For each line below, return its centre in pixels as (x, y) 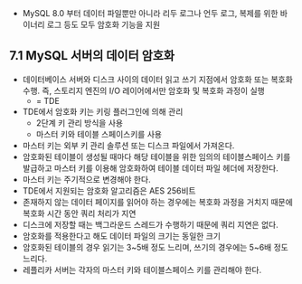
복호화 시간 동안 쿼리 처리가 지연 (79, 213)
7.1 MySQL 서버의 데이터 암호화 (92, 56)
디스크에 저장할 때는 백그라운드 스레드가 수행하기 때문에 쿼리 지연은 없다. (150, 224)
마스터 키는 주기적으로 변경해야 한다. (86, 179)
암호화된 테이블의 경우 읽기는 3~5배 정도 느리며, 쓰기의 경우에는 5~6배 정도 (156, 247)
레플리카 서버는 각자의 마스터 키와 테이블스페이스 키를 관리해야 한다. (142, 270)
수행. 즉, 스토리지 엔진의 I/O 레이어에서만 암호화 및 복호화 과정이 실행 (143, 90)
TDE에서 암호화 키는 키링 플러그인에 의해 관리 (103, 111)
